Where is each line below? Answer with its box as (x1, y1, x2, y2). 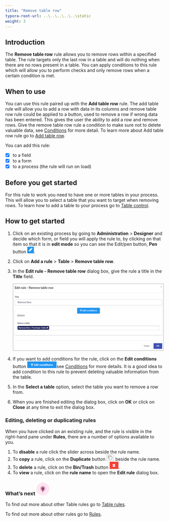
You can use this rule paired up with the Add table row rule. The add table (5, 101, 159, 107)
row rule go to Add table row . (5, 133, 65, 138)
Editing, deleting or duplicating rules (5, 417, 97, 424)
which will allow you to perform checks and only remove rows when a (5, 67, 150, 73)
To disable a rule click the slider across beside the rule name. (12, 449, 140, 455)
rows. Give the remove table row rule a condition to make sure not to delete (5, 122, 161, 128)
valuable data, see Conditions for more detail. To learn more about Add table (5, 127, 164, 133)
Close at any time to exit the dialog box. (12, 404, 95, 410)
